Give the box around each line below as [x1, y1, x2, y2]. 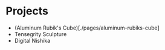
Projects [5, 4, 49, 18]
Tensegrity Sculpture [14, 30, 67, 37]
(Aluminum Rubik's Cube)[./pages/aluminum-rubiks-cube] [14, 24, 160, 31]
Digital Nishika [14, 37, 51, 44]
